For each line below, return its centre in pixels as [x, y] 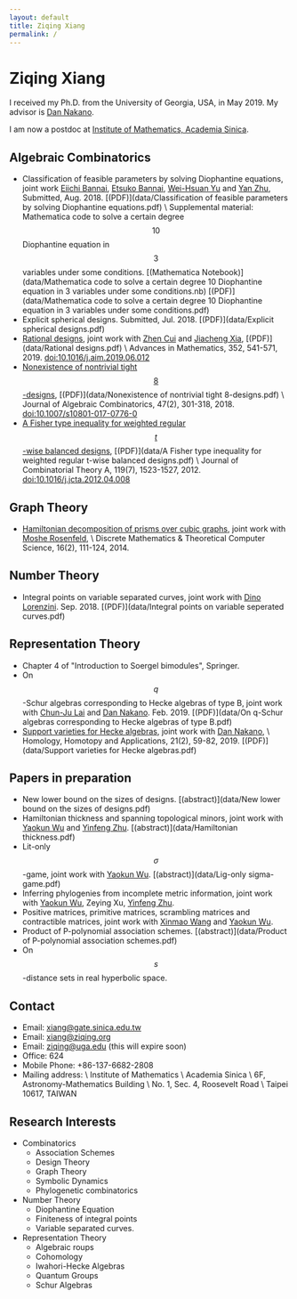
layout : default [39, 17]
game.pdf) [41, 884]
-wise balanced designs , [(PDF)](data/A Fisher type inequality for [142, 451]
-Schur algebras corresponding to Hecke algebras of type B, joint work [152, 702]
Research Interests [63, 1121]
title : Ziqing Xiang [48, 26]
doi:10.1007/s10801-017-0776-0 [80, 414]
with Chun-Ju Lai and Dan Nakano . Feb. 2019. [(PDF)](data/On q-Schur [153, 712]
